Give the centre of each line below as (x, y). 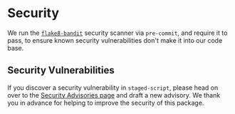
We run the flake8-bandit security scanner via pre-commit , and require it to (117, 33)
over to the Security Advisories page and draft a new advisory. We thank (114, 95)
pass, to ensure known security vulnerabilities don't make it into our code (115, 40)
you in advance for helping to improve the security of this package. (106, 103)
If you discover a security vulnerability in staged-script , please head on (113, 88)
